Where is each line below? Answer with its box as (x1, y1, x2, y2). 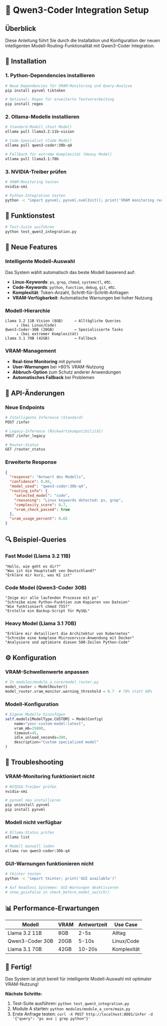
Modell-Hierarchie (5, 307, 51, 314)
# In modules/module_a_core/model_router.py (5, 680, 99, 685)
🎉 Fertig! (5, 962, 32, 971)
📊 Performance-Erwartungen (5, 904, 99, 913)
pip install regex (5, 101, 43, 106)
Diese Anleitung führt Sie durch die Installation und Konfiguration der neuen (5, 37, 161, 43)
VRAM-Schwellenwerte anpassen (5, 668, 89, 675)
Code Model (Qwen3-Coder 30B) (5, 584, 87, 591)
